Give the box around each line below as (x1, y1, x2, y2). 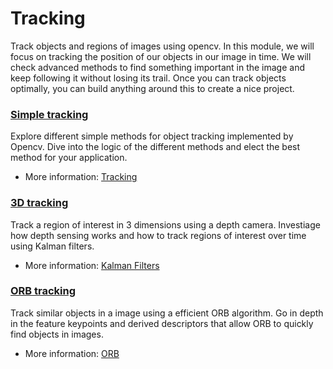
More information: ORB (24, 347, 120, 359)
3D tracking (10, 196, 69, 210)
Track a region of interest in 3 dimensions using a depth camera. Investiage (10, 218, 321, 231)
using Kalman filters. (10, 240, 95, 252)
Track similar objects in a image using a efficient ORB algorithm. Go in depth (10, 307, 324, 319)
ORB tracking (10, 284, 77, 298)
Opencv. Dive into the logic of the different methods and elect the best (10, 141, 301, 153)
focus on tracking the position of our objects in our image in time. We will (10, 50, 312, 62)
